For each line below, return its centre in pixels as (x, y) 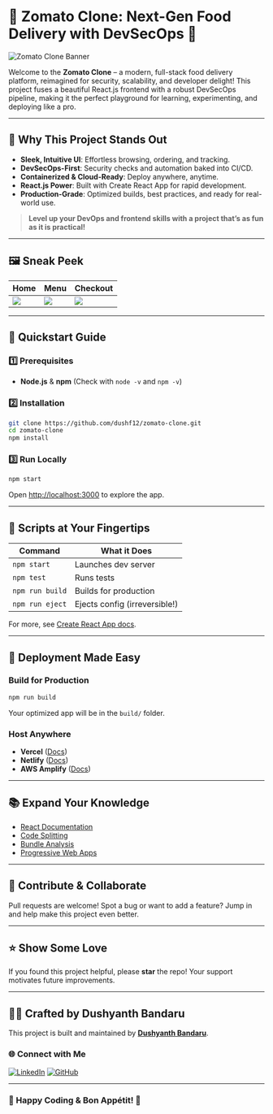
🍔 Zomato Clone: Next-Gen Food (120, 17)
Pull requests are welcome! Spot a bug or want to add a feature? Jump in (130, 905)
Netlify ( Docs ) (44, 761)
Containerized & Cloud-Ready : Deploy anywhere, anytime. (119, 176)
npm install (28, 438)
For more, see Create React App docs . (72, 624)
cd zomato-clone (36, 431)
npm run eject (40, 604)
